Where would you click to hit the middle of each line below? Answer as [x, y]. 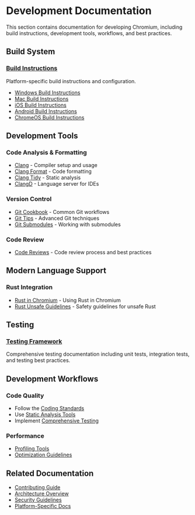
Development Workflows [52, 379]
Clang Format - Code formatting [53, 172]
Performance [25, 436]
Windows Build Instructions [47, 93]
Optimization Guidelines [43, 455]
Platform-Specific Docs [43, 506]
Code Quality [25, 395]
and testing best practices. [38, 360]
